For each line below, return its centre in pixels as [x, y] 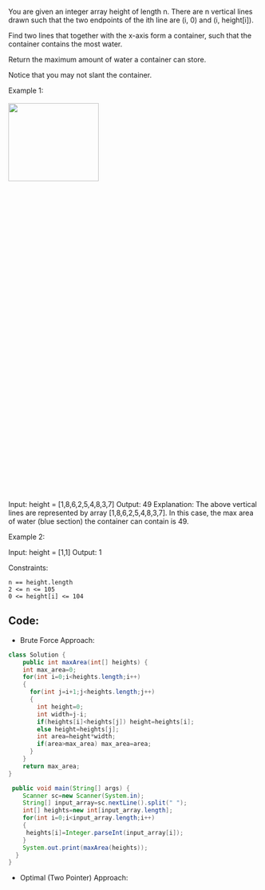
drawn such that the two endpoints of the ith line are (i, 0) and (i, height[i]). [131, 20]
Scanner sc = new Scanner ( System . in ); [84, 796]
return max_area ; [51, 766]
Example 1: [26, 90]
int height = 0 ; [60, 707]
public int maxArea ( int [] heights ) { [85, 662]
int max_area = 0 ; [50, 670]
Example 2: [27, 537]
